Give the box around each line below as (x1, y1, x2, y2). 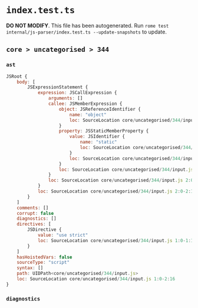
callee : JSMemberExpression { (48, 101, 123, 107)
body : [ (16, 79, 35, 85)
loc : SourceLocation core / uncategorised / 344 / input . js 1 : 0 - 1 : (37, 237, 192, 243)
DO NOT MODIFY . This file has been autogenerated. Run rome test (6, 22, 169, 29)
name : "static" (80, 139, 117, 145)
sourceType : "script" (16, 260, 70, 266)
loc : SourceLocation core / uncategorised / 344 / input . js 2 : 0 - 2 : (37, 188, 192, 194)
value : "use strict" (37, 232, 88, 238)
